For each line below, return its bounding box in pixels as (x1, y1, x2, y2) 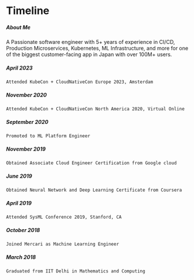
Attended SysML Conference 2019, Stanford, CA (6, 214, 122, 220)
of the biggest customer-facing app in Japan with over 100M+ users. (6, 51, 172, 58)
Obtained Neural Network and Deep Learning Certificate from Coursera (6, 187, 182, 193)
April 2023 (6, 64, 33, 71)
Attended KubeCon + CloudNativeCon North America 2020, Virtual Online (6, 106, 185, 112)
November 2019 (6, 145, 46, 153)
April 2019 (6, 199, 32, 206)
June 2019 (6, 172, 32, 179)
